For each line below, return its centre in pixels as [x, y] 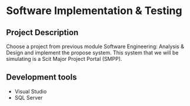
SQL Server [29, 97]
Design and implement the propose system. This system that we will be [92, 53]
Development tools [41, 77]
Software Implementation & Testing [94, 11]
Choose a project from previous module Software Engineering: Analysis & [95, 46]
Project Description [42, 33]
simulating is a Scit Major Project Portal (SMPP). [64, 59]
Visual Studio [31, 91]
